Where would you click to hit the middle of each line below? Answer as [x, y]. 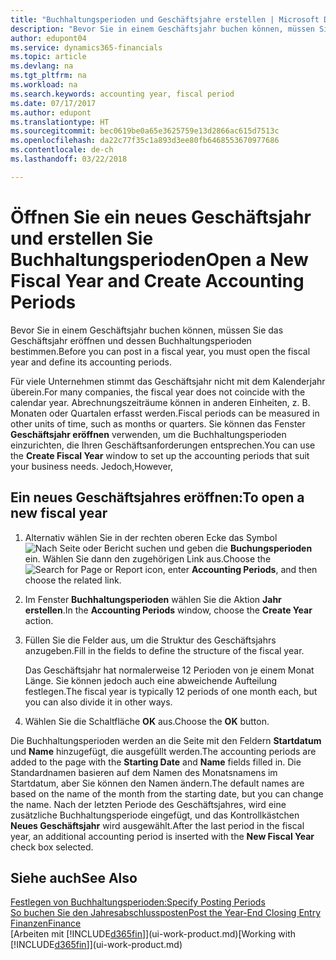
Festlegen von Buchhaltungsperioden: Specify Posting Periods [138, 902]
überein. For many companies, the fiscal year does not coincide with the [158, 392]
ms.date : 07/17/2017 [53, 103]
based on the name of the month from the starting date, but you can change [167, 793]
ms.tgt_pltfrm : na [48, 76]
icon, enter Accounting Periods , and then [231, 569]
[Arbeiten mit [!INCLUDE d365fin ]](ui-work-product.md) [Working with [153, 934]
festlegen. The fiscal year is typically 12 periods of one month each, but [171, 691]
